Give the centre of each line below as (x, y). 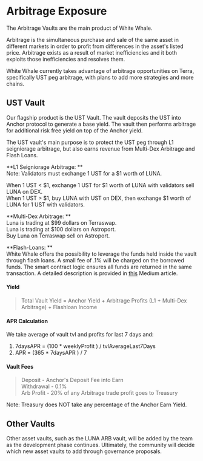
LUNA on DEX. (25, 191)
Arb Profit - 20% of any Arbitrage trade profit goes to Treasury (99, 393)
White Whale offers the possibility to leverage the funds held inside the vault (101, 254)
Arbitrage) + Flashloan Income (59, 307)
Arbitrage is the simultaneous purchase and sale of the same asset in (93, 39)
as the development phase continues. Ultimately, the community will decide (101, 445)
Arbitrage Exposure (57, 11)
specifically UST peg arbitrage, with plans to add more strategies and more (100, 77)
